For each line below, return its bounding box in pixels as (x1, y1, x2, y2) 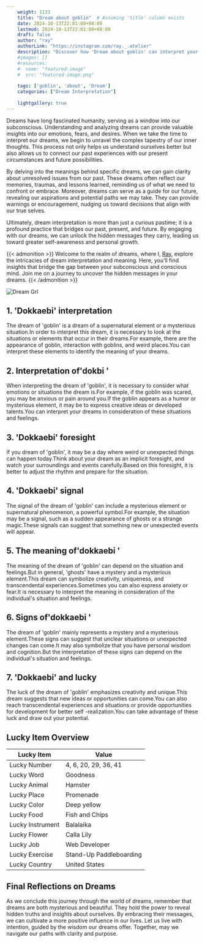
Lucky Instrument (9, 821, 60, 829)
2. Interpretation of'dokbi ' (6, 366, 109, 376)
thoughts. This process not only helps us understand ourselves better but (6, 143, 192, 150)
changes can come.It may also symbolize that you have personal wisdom (6, 641, 191, 649)
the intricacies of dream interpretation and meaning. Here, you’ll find (6, 257, 179, 264)
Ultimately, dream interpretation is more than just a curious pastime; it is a (6, 219, 192, 226)
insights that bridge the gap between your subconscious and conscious (6, 263, 187, 270)
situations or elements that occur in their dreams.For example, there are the (6, 335, 197, 342)
